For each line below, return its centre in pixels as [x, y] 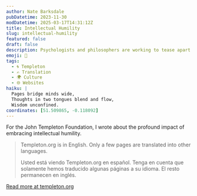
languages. [34, 151]
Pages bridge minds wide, [43, 94]
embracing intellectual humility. [44, 133]
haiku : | [17, 89]
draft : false [22, 45]
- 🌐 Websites [28, 83]
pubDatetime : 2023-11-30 [36, 17]
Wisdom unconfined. [35, 105]
